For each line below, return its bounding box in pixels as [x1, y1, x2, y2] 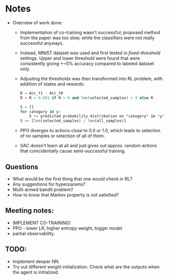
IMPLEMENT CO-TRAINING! [12, 220, 71, 226]
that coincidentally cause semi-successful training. [20, 148, 126, 154]
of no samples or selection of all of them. [20, 133, 105, 139]
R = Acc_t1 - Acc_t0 [20, 90, 63, 96]
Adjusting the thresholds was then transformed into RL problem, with [20, 75, 163, 81]
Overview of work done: [12, 20, 63, 26]
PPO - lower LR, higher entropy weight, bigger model [12, 225, 122, 231]
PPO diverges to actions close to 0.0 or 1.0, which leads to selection [20, 128, 161, 134]
